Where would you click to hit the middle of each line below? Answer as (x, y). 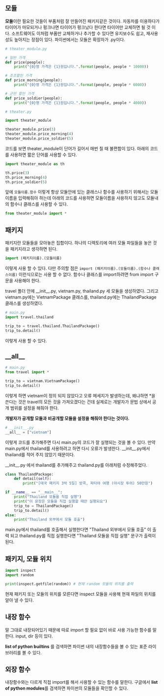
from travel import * (27, 372)
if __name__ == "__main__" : (34, 492)
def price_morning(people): (34, 80)
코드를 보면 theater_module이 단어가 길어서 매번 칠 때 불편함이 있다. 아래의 (77, 148)
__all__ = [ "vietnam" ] (28, 432)
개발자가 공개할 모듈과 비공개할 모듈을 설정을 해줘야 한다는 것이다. (67, 418)
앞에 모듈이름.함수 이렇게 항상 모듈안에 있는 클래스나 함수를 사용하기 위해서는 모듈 (82, 192)
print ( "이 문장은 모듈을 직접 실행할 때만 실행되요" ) (61, 501)
